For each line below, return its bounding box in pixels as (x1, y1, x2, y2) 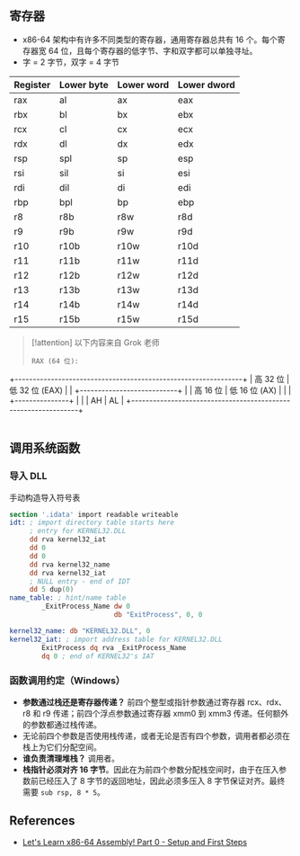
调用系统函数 (9, 441, 81, 456)
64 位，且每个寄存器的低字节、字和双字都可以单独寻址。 (48, 45, 258, 56)
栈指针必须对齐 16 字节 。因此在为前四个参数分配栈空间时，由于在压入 (22, 763, 279, 775)
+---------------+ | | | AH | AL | (9, 395, 124, 406)
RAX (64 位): (31, 356, 79, 366)
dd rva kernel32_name (29, 560, 110, 569)
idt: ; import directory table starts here (9, 518, 175, 528)
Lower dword (178, 78, 235, 91)
